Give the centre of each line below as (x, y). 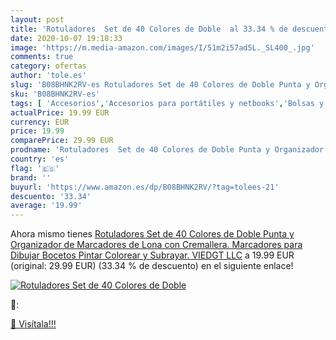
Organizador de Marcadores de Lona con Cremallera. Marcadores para (156, 245)
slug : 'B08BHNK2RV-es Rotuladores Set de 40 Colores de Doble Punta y (160, 85)
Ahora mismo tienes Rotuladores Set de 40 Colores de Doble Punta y (152, 234)
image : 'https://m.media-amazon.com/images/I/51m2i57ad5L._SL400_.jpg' (162, 47)
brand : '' (31, 177)
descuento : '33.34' (51, 196)
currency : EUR (40, 122)
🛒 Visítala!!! (33, 324)
